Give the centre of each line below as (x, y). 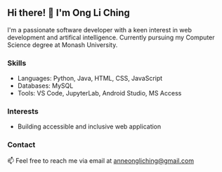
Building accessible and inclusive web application (89, 126)
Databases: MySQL (45, 86)
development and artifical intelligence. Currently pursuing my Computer (111, 37)
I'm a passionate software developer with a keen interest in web (99, 29)
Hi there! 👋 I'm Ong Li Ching (68, 13)
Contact (21, 145)
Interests (23, 112)
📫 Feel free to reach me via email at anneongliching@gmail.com (101, 160)
